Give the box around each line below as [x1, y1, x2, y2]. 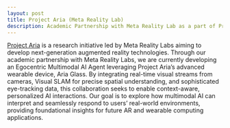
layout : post [7, 10, 44, 17]
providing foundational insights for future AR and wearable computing [7, 106, 204, 114]
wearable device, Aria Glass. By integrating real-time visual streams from [7, 70, 213, 78]
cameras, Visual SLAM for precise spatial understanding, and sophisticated [7, 78, 219, 86]
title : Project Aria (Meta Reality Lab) [7, 16, 125, 23]
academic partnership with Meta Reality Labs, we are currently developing [7, 56, 217, 64]
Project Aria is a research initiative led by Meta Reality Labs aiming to [7, 42, 202, 50]
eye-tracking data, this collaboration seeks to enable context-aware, [7, 84, 200, 93]
